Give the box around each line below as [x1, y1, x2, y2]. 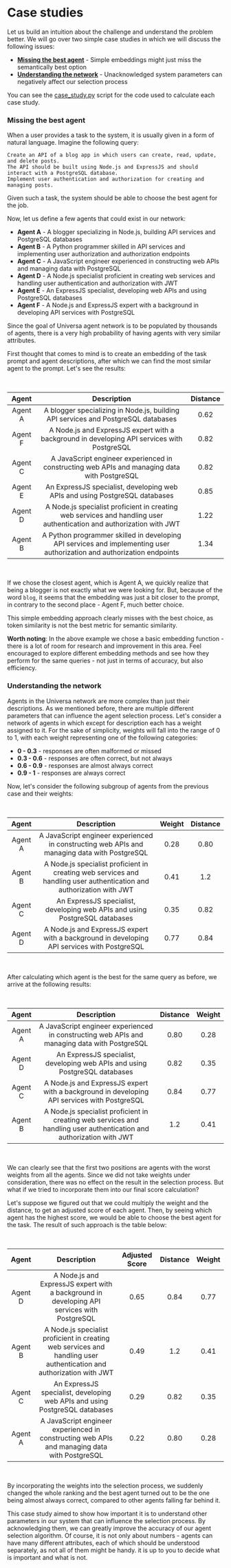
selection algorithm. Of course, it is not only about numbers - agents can [7, 1531, 213, 1540]
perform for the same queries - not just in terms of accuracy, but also [7, 656, 203, 665]
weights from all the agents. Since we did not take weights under [7, 1171, 191, 1179]
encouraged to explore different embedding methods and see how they [7, 649, 210, 658]
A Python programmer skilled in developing [42, 530, 181, 540]
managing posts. [7, 182, 54, 189]
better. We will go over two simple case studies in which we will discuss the [7, 34, 221, 43]
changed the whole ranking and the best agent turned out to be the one [7, 1489, 210, 1497]
